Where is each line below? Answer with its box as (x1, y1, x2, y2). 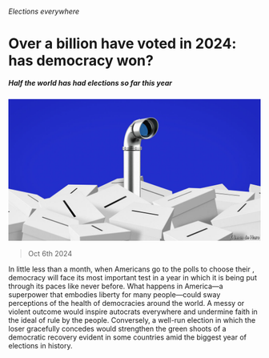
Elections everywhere (8, 6, 80, 16)
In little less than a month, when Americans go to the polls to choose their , (8, 264, 255, 274)
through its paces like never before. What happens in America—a (8, 281, 223, 292)
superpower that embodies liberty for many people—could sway (8, 290, 221, 300)
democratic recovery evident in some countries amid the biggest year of (8, 332, 247, 342)
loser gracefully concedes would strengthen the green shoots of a (8, 324, 227, 334)
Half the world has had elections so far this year (8, 78, 172, 88)
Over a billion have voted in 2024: (8, 34, 237, 52)
